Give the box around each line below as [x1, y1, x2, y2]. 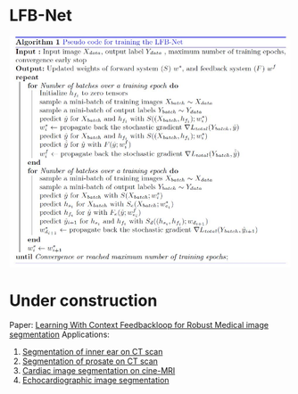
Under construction [9, 291, 158, 310]
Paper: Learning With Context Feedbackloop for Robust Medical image [9, 320, 269, 331]
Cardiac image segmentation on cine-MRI [21, 365, 176, 376]
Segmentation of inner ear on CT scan [21, 347, 163, 357]
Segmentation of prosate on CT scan [21, 356, 159, 366]
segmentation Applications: [9, 329, 110, 340]
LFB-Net [9, 5, 73, 26]
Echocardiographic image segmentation [21, 375, 170, 386]
